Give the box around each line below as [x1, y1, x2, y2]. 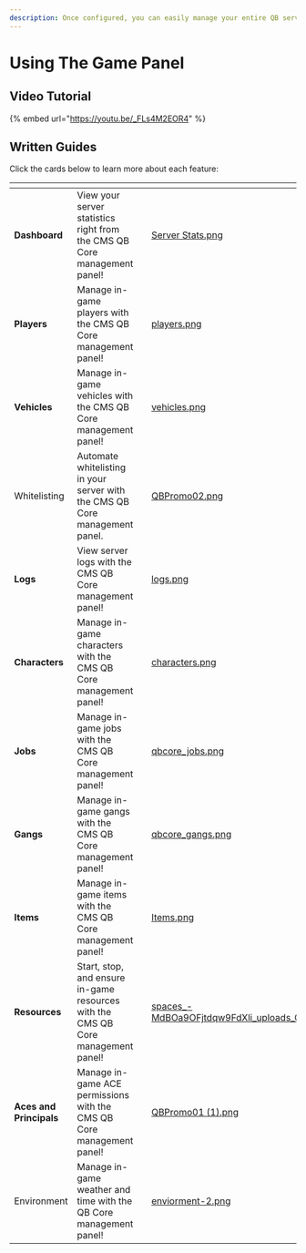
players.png [151, 318, 202, 331]
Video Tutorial [9, 88, 92, 105]
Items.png [151, 911, 194, 924]
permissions [76, 1089, 130, 1102]
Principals [14, 1112, 59, 1125]
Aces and [14, 1100, 56, 1113]
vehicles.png [151, 401, 207, 414]
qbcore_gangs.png [151, 828, 232, 841]
